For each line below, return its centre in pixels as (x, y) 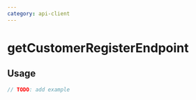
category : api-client (39, 14)
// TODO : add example (39, 90)
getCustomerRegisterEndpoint (98, 48)
